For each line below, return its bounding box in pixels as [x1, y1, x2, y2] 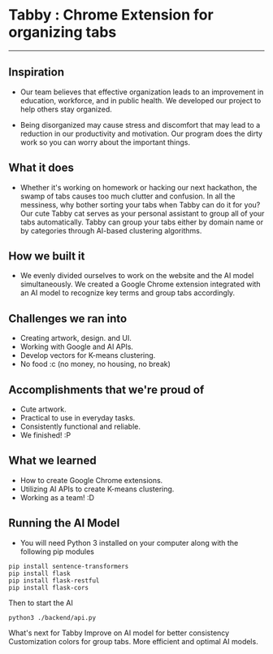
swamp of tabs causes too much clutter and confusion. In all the [19, 191, 236, 201]
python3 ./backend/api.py [8, 613, 96, 621]
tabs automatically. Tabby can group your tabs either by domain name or [19, 217, 264, 227]
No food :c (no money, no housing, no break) [19, 360, 171, 369]
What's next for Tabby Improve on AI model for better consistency [8, 628, 230, 638]
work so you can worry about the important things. [19, 137, 191, 147]
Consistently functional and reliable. [19, 421, 141, 431]
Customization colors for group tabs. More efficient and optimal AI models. [8, 636, 258, 646]
